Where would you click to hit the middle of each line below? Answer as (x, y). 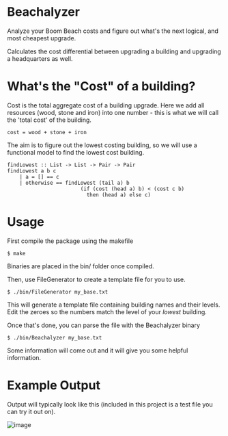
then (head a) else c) (119, 195)
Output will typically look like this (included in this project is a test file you (110, 404)
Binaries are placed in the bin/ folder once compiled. (81, 266)
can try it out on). (31, 411)
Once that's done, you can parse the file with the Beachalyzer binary (103, 325)
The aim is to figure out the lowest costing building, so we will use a (102, 145)
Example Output (54, 385)
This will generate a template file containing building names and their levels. (114, 305)
